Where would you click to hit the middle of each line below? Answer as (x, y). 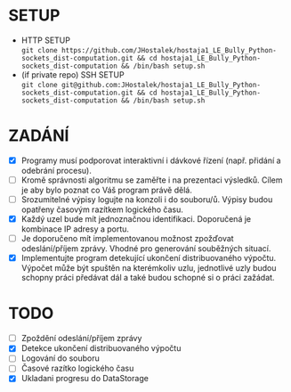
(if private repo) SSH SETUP (73, 74)
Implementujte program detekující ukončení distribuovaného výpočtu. (149, 258)
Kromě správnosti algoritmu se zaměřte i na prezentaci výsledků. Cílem (152, 180)
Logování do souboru (60, 358)
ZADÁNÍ (39, 136)
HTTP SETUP (45, 40)
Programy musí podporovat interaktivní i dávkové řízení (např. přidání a (151, 160)
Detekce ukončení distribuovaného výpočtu (101, 348)
